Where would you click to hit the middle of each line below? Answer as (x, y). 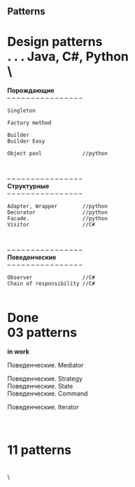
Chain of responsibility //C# (51, 284)
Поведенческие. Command (48, 393)
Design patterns (55, 42)
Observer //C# (51, 278)
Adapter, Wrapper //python (58, 206)
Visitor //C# (51, 225)
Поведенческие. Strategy (45, 379)
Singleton (22, 111)
